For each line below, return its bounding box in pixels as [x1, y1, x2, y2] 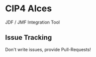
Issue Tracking [5, 33, 52, 42]
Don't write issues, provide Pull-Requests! [5, 46, 91, 52]
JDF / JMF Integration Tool [5, 19, 60, 25]
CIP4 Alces [5, 3, 52, 14]
